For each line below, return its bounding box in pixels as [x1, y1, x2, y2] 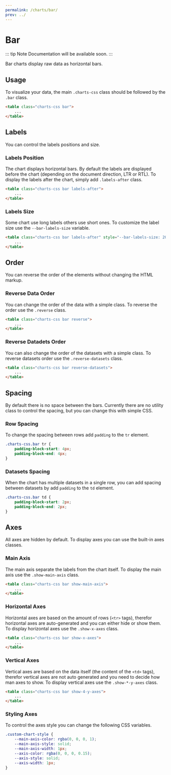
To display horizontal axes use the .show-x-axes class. [5, 625, 119, 631]
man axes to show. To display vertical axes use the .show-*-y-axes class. [5, 679, 158, 685]
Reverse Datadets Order [5, 338, 66, 345]
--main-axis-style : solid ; [14, 741, 72, 746]
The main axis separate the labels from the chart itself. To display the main [5, 566, 161, 572]
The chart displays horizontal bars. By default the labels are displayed [5, 165, 152, 172]
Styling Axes [5, 711, 38, 718]
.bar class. [5, 95, 28, 101]
